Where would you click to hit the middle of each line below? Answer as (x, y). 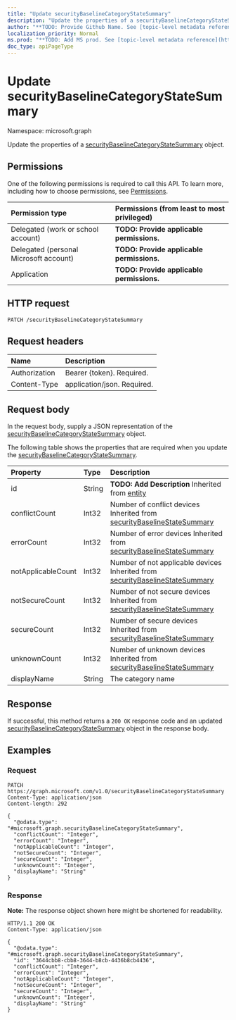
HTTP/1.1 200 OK (31, 923)
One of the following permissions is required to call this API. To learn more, (116, 183)
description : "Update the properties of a (70, 20)
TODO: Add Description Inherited (165, 485)
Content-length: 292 (38, 804)
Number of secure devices (154, 621)
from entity (128, 493)
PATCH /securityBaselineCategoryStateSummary (75, 320)
